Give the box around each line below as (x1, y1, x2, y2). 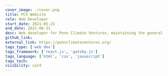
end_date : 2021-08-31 (5, 26, 51, 31)
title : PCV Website (5, 12, 46, 17)
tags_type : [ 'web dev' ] (5, 44, 55, 49)
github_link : (5, 35, 33, 40)
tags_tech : (5, 58, 28, 63)
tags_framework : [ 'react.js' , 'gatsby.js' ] (5, 49, 98, 54)
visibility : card (5, 63, 42, 68)
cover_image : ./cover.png (5, 7, 59, 12)
